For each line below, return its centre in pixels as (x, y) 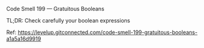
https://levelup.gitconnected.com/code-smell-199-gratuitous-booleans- (108, 32)
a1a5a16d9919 (24, 39)
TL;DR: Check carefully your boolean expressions (68, 20)
